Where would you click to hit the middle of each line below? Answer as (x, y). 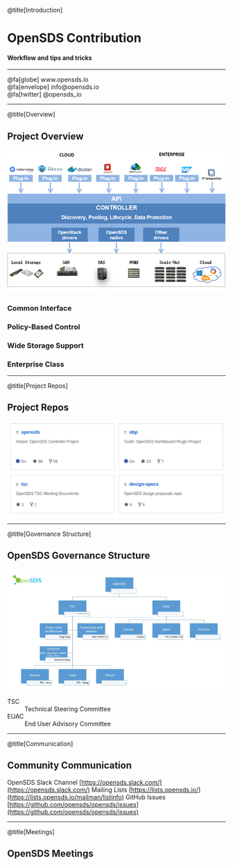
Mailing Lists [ (111, 790)
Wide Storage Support (46, 345)
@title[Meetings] (31, 832)
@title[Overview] (31, 115)
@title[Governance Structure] (49, 534)
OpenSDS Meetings (50, 853)
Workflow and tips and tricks (50, 58)
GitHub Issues (146, 797)
